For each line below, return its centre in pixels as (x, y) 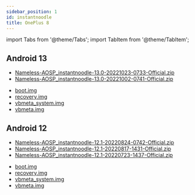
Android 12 (27, 128)
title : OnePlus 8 (28, 23)
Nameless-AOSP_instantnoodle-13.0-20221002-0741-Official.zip (94, 79)
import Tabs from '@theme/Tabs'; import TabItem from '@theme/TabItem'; (98, 40)
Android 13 (27, 58)
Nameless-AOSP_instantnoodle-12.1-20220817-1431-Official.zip (93, 149)
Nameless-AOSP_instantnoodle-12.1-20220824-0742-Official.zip (95, 142)
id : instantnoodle (29, 17)
